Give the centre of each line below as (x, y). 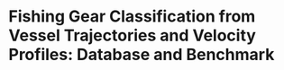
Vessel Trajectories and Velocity (132, 35)
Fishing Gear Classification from (132, 17)
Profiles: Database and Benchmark (142, 55)
